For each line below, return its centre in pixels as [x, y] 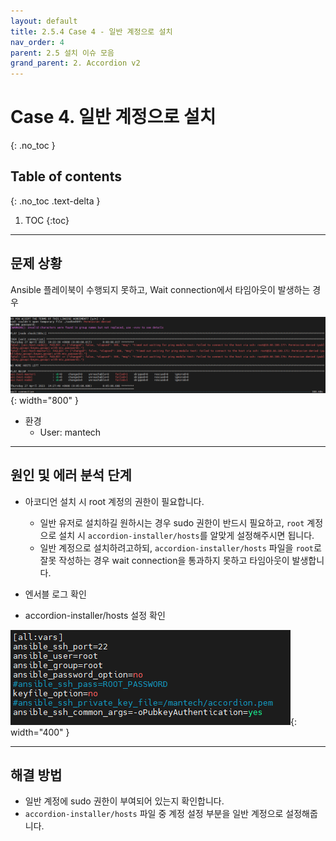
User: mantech [70, 432]
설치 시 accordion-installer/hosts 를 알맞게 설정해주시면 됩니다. [186, 535]
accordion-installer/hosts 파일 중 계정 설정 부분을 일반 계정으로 [154, 814]
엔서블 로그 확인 [55, 594]
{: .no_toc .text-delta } [55, 201]
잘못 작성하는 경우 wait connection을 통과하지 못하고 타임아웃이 [164, 560]
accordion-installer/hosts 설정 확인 [95, 615]
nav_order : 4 [37, 42]
